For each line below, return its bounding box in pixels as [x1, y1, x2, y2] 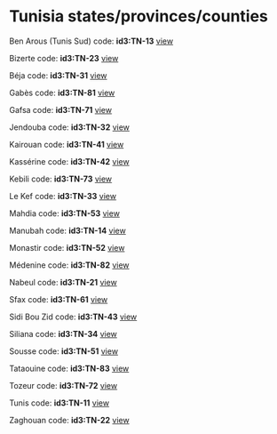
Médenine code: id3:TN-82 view [9, 260, 131, 270]
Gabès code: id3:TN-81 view [9, 87, 115, 98]
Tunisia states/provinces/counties [9, 6, 269, 27]
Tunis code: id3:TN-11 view [9, 398, 109, 408]
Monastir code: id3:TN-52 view [9, 242, 125, 253]
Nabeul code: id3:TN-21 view [9, 277, 117, 287]
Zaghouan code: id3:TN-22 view [9, 414, 131, 425]
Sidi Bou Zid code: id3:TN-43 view [9, 311, 138, 322]
